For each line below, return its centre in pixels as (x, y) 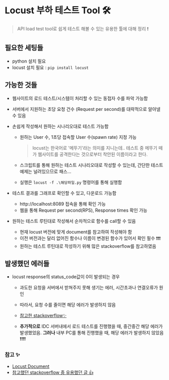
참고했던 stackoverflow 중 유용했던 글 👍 (53, 372)
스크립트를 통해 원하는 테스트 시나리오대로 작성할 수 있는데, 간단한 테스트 (91, 165)
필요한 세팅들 (24, 48)
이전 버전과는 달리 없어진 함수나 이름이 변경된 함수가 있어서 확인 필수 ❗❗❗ (90, 238)
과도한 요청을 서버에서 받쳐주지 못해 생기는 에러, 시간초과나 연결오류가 (89, 287)
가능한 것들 (21, 85)
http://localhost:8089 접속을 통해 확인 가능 (63, 203)
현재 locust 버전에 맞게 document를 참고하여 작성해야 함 (76, 231)
